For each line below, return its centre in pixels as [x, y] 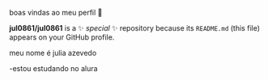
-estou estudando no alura [53, 68]
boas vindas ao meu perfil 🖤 [56, 13]
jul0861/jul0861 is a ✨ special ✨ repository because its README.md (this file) [135, 28]
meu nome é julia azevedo [53, 53]
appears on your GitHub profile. [62, 37]
